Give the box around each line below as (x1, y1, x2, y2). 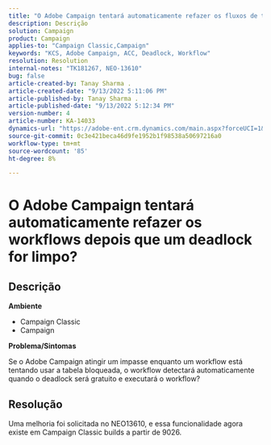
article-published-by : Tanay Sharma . (8, 94, 139, 103)
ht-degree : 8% (8, 154, 56, 162)
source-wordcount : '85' (8, 147, 89, 155)
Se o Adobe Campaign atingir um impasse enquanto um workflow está (8, 357, 244, 367)
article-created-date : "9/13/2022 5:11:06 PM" (8, 86, 168, 95)
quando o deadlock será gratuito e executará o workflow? (8, 374, 201, 384)
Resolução (8, 397, 63, 411)
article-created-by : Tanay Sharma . (8, 79, 131, 87)
